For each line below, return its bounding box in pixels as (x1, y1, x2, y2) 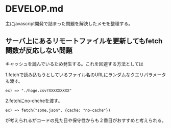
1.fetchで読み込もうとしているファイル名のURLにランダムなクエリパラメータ (5, 72, 166, 78)
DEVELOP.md (5, 3, 64, 15)
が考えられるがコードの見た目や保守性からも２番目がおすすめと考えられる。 (5, 117, 166, 123)
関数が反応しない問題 (5, 46, 72, 55)
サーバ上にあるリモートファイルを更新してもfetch (5, 37, 163, 46)
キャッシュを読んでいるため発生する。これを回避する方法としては (5, 60, 144, 67)
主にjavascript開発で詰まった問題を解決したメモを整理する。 (5, 20, 133, 26)
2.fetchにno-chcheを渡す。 (5, 98, 63, 104)
